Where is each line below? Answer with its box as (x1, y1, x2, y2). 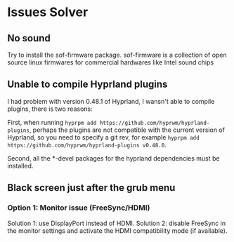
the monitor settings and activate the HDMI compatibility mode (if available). (7, 226, 228, 235)
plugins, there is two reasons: (7, 105, 93, 113)
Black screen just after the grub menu (7, 182, 176, 194)
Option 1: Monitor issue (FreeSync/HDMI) (7, 203, 150, 213)
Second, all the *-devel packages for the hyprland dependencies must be (7, 154, 220, 162)
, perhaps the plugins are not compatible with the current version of (29, 126, 225, 134)
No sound (7, 32, 51, 44)
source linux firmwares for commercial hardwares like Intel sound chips (7, 58, 214, 67)
